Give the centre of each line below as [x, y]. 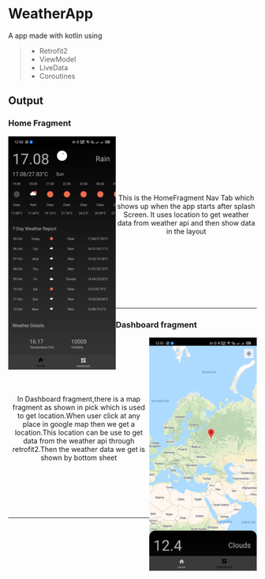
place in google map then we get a [79, 424]
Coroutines [57, 76]
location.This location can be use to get [79, 432]
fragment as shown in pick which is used [79, 407]
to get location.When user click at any [78, 416]
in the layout [186, 231]
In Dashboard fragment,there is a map [78, 398]
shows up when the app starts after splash [186, 206]
